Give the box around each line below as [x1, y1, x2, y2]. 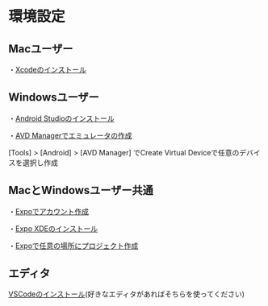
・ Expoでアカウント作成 [8, 206, 90, 216]
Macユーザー [8, 42, 73, 56]
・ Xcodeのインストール [8, 65, 86, 74]
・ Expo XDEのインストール [8, 223, 98, 234]
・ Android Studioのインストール [8, 114, 115, 123]
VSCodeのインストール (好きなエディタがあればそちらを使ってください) [8, 289, 245, 299]
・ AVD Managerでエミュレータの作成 [8, 130, 132, 140]
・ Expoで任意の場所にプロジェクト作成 [8, 241, 139, 250]
